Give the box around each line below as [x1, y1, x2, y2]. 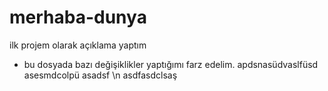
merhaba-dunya [9, 6, 147, 29]
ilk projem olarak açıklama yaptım [9, 39, 147, 51]
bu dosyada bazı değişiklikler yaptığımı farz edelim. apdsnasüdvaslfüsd [23, 58, 319, 70]
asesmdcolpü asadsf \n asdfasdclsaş [23, 69, 178, 81]
